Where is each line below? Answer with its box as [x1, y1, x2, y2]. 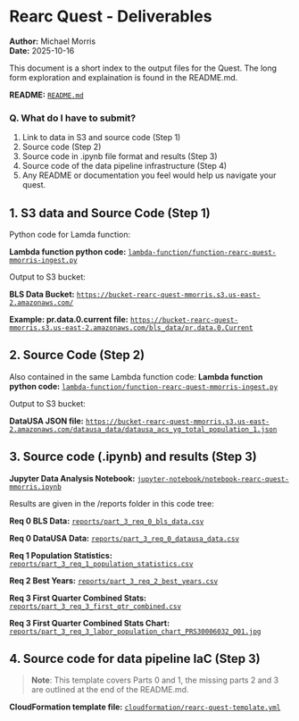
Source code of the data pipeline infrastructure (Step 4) [21, 161, 228, 172]
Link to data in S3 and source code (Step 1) [21, 132, 181, 143]
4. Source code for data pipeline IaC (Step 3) [9, 651, 261, 667]
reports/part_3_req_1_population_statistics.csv [9, 559, 194, 568]
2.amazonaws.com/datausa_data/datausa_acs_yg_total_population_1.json [9, 424, 278, 434]
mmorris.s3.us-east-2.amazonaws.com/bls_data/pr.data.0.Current [9, 323, 253, 332]
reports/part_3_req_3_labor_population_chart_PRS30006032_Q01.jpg [9, 627, 262, 636]
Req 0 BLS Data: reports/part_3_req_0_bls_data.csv [9, 516, 204, 526]
